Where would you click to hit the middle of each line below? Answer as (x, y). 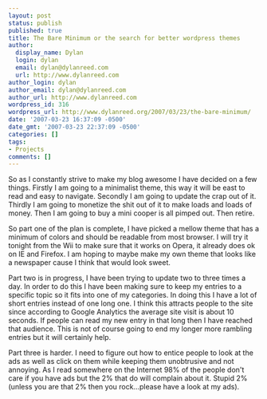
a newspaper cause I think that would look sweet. (90, 263)
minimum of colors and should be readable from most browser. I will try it (128, 237)
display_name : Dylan (49, 53)
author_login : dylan (43, 82)
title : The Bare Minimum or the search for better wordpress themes (124, 38)
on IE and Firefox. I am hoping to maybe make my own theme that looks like (132, 254)
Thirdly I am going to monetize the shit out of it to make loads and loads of (130, 205)
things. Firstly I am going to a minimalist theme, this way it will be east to (127, 188)
